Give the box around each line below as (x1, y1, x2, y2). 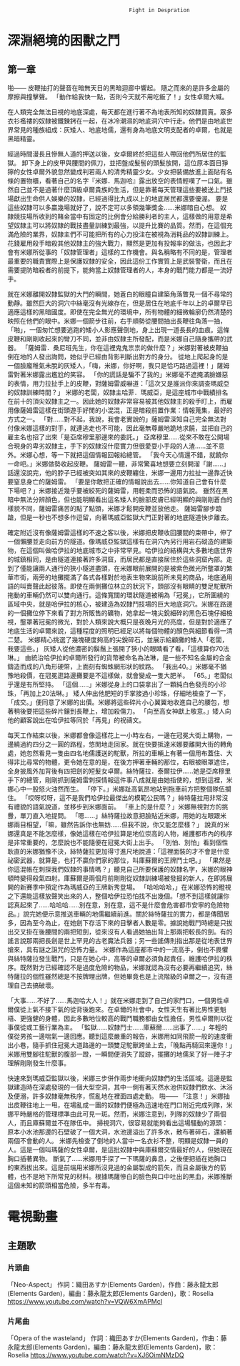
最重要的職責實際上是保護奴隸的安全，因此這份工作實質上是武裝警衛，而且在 (7, 257, 233, 265)
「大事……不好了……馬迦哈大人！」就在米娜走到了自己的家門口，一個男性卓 (7, 997, 230, 1004)
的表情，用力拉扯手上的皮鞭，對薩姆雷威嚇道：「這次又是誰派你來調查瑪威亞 (7, 379, 230, 387)
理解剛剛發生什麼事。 (7, 1059, 70, 1067)
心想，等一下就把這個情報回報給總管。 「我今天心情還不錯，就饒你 (31, 451, 229, 459)
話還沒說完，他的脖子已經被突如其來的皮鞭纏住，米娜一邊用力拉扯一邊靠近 (7, 469, 226, 477)
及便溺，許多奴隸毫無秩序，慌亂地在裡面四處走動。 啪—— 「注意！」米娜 (7, 1092, 224, 1100)
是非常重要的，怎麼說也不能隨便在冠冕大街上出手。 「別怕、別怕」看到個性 (7, 838, 229, 847)
